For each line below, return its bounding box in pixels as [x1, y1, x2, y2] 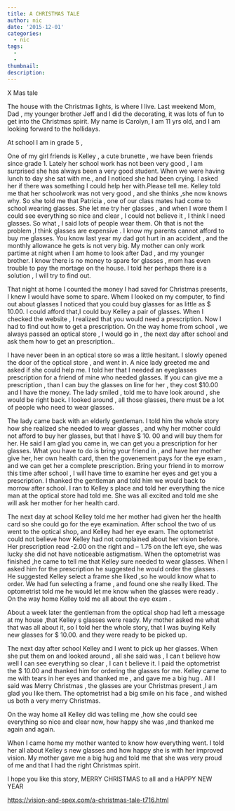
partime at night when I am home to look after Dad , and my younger [7, 249, 205, 257]
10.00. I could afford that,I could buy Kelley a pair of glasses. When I [7, 307, 204, 316]
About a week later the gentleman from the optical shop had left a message [7, 608, 225, 616]
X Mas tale [7, 89, 39, 97]
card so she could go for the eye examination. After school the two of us [7, 519, 216, 528]
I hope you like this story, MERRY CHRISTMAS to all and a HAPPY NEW [7, 774, 213, 783]
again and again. [7, 725, 55, 733]
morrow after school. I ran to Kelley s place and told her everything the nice [7, 484, 225, 492]
